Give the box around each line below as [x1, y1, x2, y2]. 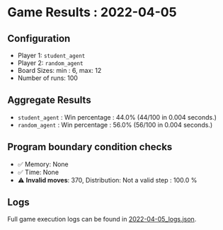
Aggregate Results [7, 94, 91, 106]
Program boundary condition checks [7, 141, 173, 153]
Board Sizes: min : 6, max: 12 [17, 67, 102, 74]
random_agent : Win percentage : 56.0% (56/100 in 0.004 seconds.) [17, 120, 213, 129]
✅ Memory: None [17, 160, 69, 168]
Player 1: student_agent [17, 51, 86, 59]
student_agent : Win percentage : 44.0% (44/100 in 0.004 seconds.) [17, 113, 217, 121]
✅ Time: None [17, 168, 59, 176]
